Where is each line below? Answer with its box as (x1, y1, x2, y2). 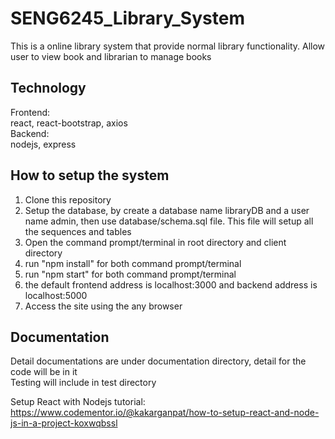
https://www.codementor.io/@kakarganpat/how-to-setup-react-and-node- (10, 407, 320, 419)
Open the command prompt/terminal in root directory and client (24, 236, 287, 248)
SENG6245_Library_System (10, 7, 245, 30)
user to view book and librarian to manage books (10, 50, 212, 62)
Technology (10, 80, 87, 97)
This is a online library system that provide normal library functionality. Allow (10, 40, 326, 52)
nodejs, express (10, 138, 77, 150)
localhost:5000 (24, 289, 88, 301)
